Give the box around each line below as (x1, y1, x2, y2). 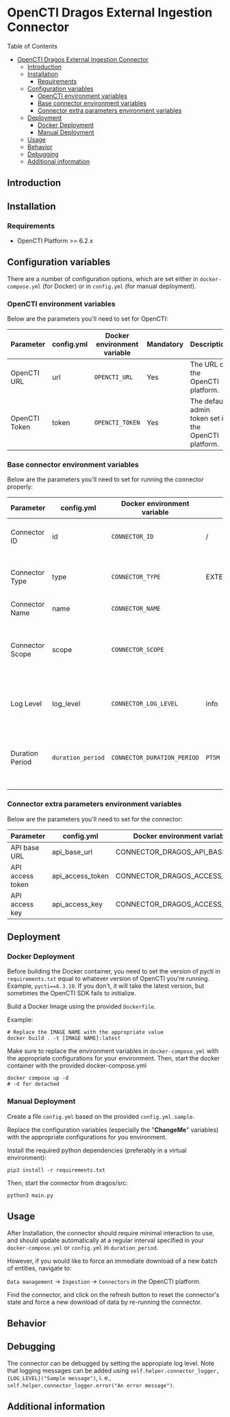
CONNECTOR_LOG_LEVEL (111, 700, 179, 707)
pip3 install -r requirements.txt (7, 1167, 106, 1174)
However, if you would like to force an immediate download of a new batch (7, 1257, 218, 1265)
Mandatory (146, 339, 183, 349)
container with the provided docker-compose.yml (7, 1061, 147, 1070)
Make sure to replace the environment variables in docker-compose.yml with (7, 1047, 219, 1055)
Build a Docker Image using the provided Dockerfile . (7, 1002, 156, 1010)
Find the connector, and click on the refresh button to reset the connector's (7, 1290, 220, 1298)
